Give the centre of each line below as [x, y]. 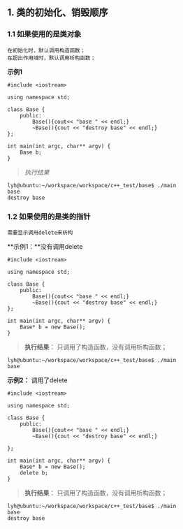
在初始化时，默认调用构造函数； [46, 50]
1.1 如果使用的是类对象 [44, 34]
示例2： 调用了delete [37, 380]
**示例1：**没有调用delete [45, 246]
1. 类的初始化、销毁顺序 [58, 13]
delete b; [34, 473]
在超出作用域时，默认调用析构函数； [52, 58]
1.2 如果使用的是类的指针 [49, 217]
